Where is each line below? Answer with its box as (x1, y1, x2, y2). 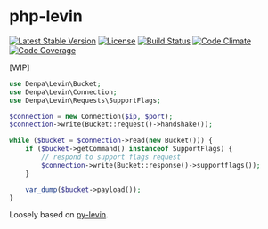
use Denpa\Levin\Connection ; (9, 87, 118, 97)
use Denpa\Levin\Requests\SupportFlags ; (9, 96, 162, 105)
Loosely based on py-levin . (9, 209, 109, 220)
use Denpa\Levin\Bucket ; (9, 79, 102, 88)
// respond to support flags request (41, 153, 181, 162)
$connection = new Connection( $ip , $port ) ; (9, 112, 174, 121)
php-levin (9, 6, 83, 27)
